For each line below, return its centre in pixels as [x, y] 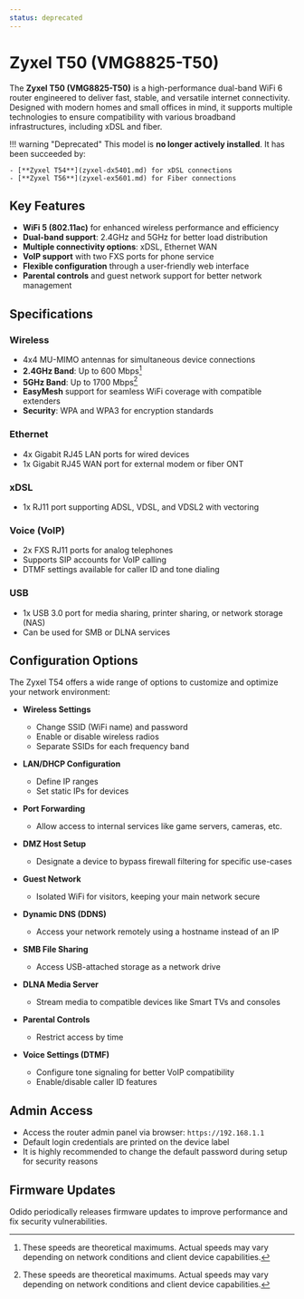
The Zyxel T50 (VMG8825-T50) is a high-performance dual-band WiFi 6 [146, 88]
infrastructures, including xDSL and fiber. [86, 126]
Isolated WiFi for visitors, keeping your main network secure [148, 897]
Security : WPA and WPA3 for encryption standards [118, 411]
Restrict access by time [80, 1037]
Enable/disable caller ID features [96, 1082]
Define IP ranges [67, 782]
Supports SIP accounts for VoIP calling [95, 560]
